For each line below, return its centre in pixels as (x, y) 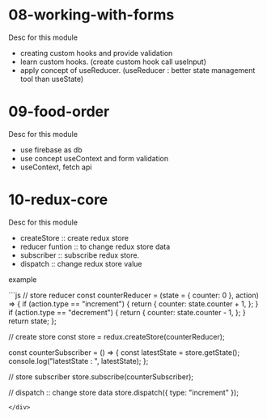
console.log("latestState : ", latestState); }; (78, 361)
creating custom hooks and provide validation (96, 53)
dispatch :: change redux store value (81, 263)
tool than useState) (52, 79)
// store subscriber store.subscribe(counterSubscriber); (101, 376)
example (23, 279)
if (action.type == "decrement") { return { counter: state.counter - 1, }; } (127, 312)
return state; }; (32, 321)
